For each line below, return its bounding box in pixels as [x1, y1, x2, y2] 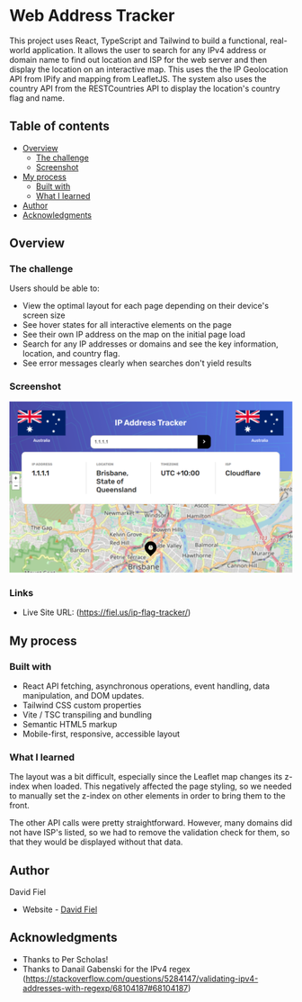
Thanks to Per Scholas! [22, 953, 109, 964]
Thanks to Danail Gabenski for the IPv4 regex [22, 963, 191, 974]
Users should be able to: [9, 283, 101, 293]
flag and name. [9, 92, 66, 104]
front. [9, 800, 30, 811]
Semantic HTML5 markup [22, 718, 118, 729]
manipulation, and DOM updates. [22, 690, 145, 700]
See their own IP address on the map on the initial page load [22, 329, 245, 340]
